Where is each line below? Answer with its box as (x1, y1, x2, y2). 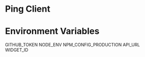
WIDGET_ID (5, 47, 28, 53)
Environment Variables (5, 26, 100, 37)
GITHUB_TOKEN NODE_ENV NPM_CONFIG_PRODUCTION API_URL (5, 42, 140, 48)
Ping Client (5, 3, 50, 15)
